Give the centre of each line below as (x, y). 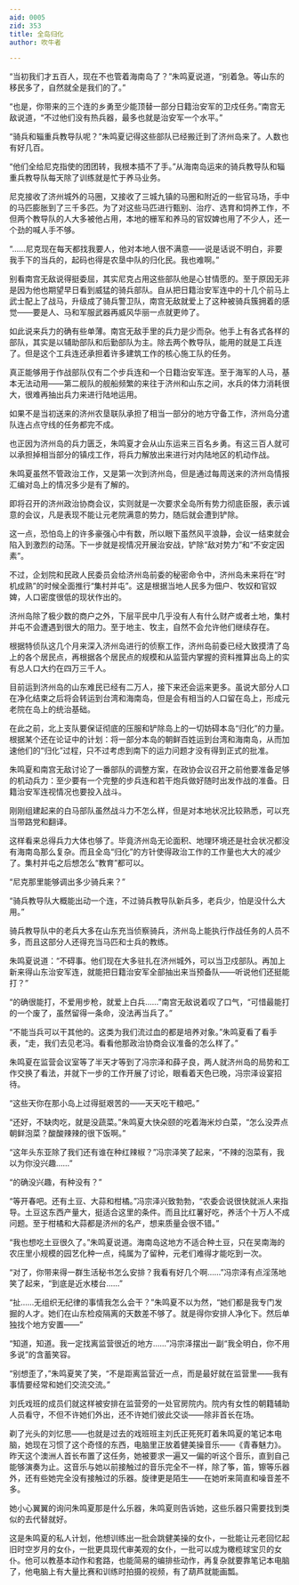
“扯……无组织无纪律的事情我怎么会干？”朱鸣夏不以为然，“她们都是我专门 (142, 1302)
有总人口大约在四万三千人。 (60, 668)
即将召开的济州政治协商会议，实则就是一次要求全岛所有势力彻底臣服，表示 (145, 504)
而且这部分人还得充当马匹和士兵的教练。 (99, 942)
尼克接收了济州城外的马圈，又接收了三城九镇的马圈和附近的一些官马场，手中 (149, 197)
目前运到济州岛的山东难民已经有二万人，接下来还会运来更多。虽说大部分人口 (149, 687)
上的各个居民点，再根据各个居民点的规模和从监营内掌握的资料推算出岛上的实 (149, 657)
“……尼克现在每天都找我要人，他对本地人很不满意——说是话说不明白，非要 (146, 249)
